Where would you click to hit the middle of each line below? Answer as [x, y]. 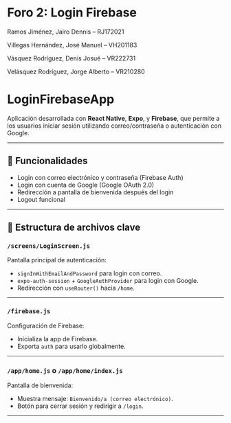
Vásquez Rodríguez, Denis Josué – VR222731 [71, 58]
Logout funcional [41, 199]
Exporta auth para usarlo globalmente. [71, 346]
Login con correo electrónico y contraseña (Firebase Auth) [100, 177]
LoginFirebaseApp [61, 99]
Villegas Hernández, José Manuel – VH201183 [72, 45]
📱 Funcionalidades [47, 161]
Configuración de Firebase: [46, 325]
